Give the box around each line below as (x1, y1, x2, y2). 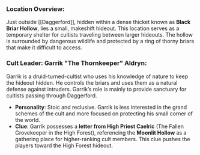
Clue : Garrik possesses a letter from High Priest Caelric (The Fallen (14, 123, 184, 130)
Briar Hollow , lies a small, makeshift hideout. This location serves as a (6, 25, 180, 32)
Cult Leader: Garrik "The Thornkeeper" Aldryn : (6, 59, 147, 67)
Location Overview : (6, 5, 65, 13)
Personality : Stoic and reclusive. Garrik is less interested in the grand (14, 103, 187, 111)
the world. (14, 116, 40, 123)
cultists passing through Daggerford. (6, 92, 97, 99)
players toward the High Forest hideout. (14, 142, 113, 149)
